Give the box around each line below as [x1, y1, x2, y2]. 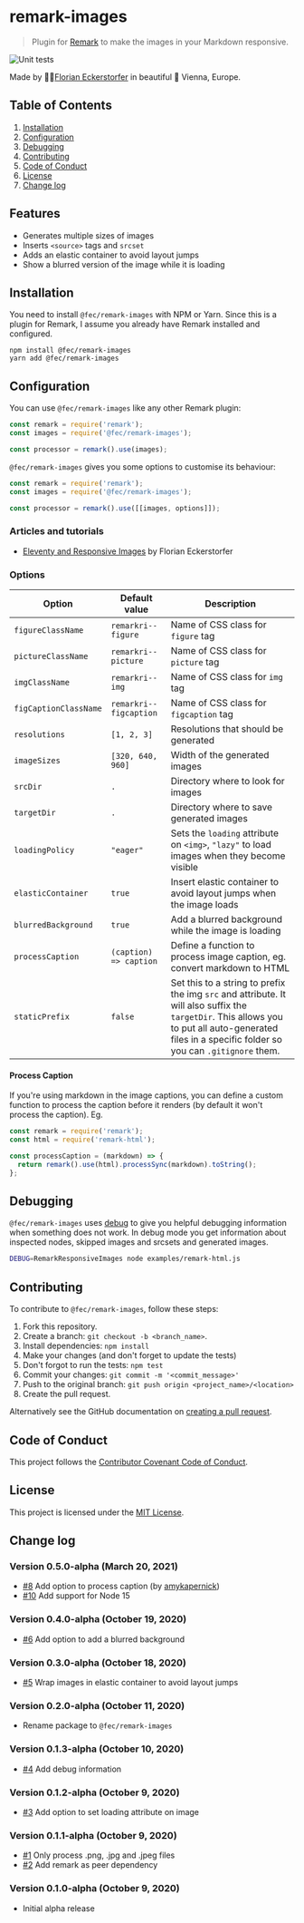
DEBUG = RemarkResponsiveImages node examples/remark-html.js [9, 1254, 242, 1264]
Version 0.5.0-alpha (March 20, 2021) [9, 1560, 178, 1573]
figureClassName [14, 626, 84, 636]
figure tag [170, 630, 215, 643]
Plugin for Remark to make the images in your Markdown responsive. [31, 36, 290, 47]
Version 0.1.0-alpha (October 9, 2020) [9, 1882, 181, 1895]
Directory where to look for [170, 775, 285, 788]
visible [170, 861, 199, 874]
